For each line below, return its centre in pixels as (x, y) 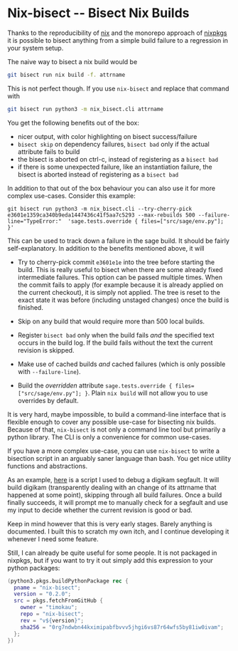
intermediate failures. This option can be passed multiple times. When (120, 277)
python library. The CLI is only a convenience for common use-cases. (109, 437)
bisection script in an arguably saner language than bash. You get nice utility (119, 458)
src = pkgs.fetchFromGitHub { (58, 601)
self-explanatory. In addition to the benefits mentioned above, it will (106, 248)
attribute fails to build (49, 152)
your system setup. (36, 48)
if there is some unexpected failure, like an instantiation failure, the (115, 167)
